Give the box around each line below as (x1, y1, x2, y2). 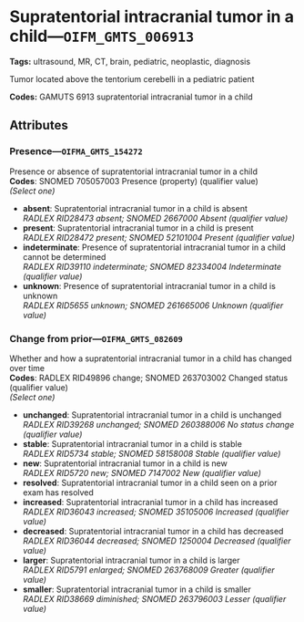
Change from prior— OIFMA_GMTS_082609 (9, 332, 184, 345)
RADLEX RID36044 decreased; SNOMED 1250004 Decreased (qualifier (22, 535, 291, 546)
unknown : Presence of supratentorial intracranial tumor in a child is (22, 280, 276, 291)
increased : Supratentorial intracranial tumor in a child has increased (22, 496, 279, 507)
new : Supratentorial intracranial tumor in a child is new (22, 458, 228, 469)
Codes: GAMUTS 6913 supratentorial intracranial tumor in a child (9, 91, 253, 102)
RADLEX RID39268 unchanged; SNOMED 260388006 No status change (22, 419, 295, 430)
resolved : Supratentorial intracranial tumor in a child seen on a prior (22, 477, 278, 488)
